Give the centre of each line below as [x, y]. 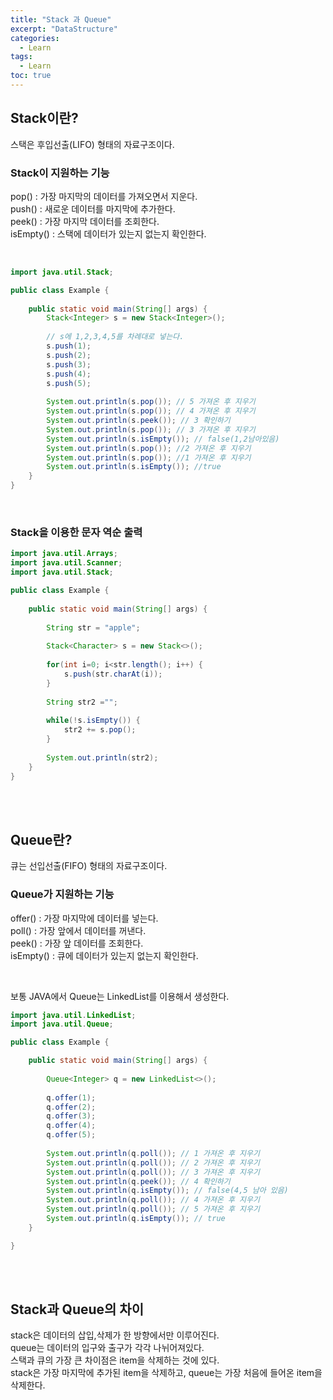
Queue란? [41, 839]
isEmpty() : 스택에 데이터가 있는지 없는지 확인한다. [108, 233]
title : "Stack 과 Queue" [61, 19]
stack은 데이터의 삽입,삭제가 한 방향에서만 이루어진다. [115, 1335]
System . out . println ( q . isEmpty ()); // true [136, 1219]
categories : [35, 38]
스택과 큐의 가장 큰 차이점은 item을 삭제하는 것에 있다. [115, 1360]
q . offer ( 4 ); [71, 1126]
